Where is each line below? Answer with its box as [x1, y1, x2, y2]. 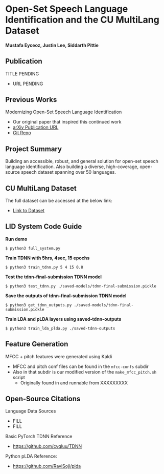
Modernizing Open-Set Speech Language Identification [5, 109, 122, 115]
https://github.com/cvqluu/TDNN [12, 443, 82, 449]
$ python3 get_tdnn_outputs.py [5, 302, 72, 307]
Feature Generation [5, 340, 68, 348]
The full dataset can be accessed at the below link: [5, 198, 112, 204]
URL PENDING [12, 80, 43, 87]
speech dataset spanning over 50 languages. [21, 169, 116, 175]
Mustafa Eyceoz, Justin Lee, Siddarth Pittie [5, 42, 99, 48]
